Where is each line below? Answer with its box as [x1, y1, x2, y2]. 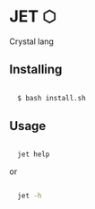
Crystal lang [9, 36, 54, 47]
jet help [17, 150, 50, 159]
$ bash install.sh [17, 93, 87, 102]
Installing [9, 62, 63, 77]
